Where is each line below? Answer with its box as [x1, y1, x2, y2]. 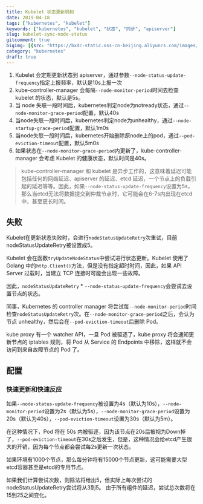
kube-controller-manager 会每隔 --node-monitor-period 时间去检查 [14, 86, 179, 94]
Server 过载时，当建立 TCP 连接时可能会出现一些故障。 [6, 270, 144, 277]
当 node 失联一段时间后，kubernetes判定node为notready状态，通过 [14, 101, 184, 109]
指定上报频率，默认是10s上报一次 [39, 79, 123, 86]
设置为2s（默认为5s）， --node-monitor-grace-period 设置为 [44, 408, 190, 415]
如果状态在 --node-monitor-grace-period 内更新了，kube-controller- [14, 146, 182, 154]
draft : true [6, 54, 36, 60]
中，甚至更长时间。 [21, 197, 69, 205]
